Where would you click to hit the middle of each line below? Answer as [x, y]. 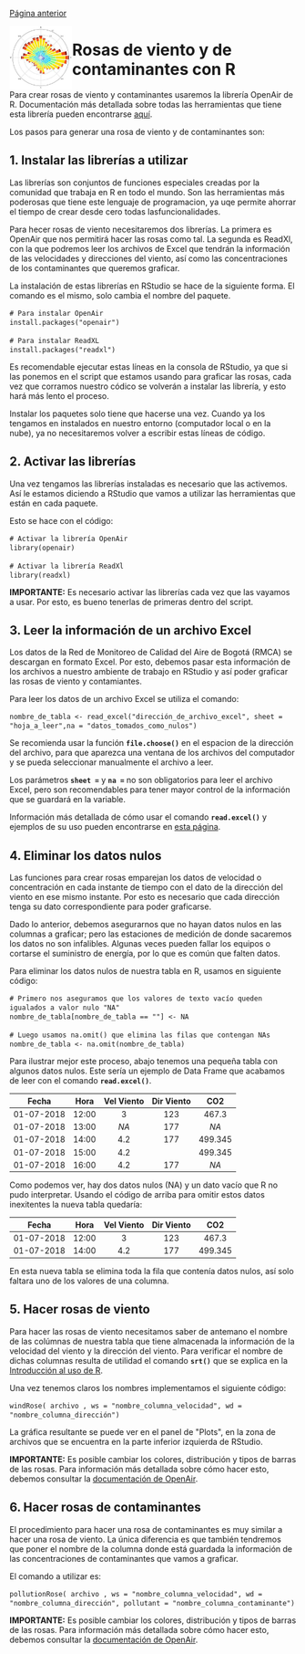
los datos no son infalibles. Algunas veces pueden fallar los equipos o [140, 944]
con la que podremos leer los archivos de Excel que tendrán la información [150, 248]
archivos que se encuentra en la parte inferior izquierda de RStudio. [136, 1441]
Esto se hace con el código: [61, 520]
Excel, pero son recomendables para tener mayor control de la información [150, 790]
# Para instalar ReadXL [55, 340]
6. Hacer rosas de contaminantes [106, 1507]
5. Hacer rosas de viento [80, 1309]
